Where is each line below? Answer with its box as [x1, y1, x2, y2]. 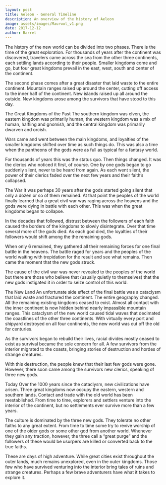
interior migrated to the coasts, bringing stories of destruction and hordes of [5, 346, 161, 352]
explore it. [5, 475, 26, 480]
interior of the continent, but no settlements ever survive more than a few [5, 403, 155, 408]
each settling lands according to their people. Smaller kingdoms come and [5, 60, 157, 66]
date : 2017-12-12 [5, 26, 41, 31]
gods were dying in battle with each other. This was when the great [5, 203, 143, 209]
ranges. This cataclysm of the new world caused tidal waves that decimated [5, 310, 161, 316]
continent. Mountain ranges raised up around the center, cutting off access [5, 85, 159, 91]
